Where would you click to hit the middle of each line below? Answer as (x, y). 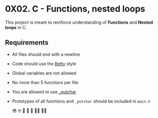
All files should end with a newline (46, 54)
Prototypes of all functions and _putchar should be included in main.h (81, 101)
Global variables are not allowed (44, 73)
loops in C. (16, 27)
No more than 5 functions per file (45, 82)
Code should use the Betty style (44, 63)
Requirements (27, 43)
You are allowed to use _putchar (44, 92)
